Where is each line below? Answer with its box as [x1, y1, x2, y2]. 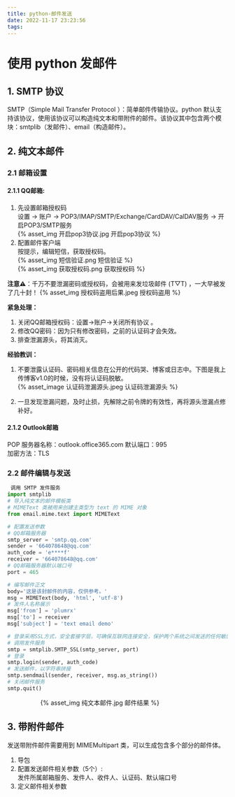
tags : [7, 23, 23, 30]
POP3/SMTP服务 [23, 221, 72, 229]
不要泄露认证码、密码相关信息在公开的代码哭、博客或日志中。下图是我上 [17, 365, 226, 373]
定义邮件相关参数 [17, 782, 67, 790]
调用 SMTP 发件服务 [10, 484, 61, 491]
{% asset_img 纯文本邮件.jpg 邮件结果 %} [40, 698, 159, 707]
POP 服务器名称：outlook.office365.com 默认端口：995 [7, 440, 167, 449]
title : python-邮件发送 [7, 10, 72, 17]
